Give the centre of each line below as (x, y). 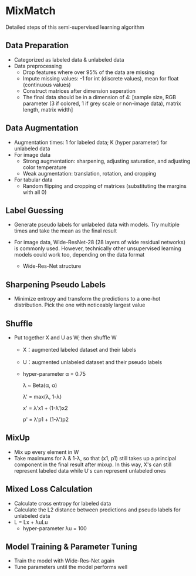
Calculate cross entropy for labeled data (62, 503)
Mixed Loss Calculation (49, 489)
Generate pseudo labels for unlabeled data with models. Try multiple (97, 225)
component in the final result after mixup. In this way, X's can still (93, 464)
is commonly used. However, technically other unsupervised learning (97, 248)
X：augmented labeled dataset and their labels (79, 350)
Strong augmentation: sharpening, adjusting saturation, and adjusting (107, 161)
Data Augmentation (42, 128)
